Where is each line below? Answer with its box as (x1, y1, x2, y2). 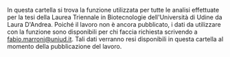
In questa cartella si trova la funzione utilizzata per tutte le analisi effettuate (7, 6, 220, 14)
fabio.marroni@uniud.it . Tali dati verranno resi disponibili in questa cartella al (7, 35, 224, 43)
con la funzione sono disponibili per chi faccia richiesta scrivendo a (7, 27, 198, 36)
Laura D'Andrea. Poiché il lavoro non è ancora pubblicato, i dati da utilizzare (7, 21, 221, 28)
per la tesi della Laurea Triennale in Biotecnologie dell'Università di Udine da (7, 13, 222, 21)
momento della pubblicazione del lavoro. (7, 43, 122, 50)
